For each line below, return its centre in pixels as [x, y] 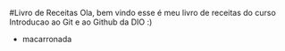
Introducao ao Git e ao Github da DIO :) [81, 22]
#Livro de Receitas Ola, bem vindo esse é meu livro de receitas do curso [143, 13]
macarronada [47, 39]
